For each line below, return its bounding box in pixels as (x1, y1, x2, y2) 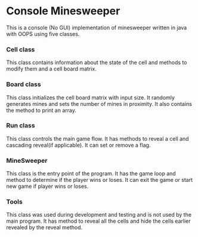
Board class (6, 80, 41, 89)
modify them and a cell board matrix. (6, 65, 97, 72)
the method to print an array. (6, 107, 76, 114)
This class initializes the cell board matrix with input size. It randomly (6, 94, 175, 101)
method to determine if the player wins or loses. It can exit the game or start (6, 177, 193, 184)
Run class (6, 121, 35, 130)
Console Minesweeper (6, 4, 120, 18)
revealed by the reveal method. (6, 224, 83, 231)
